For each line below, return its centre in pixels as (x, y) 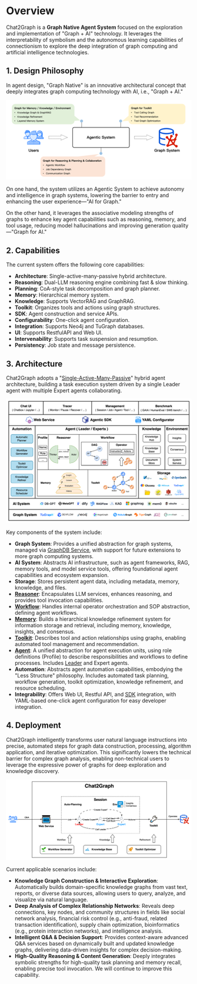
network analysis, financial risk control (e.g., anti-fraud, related (91, 918)
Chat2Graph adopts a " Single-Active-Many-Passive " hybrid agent (86, 378)
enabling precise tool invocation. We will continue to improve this (93, 968)
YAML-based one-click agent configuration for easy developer (90, 700)
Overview (30, 11)
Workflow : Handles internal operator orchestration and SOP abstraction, (102, 607)
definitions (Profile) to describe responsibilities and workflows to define (101, 657)
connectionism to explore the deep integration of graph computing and (92, 46)
